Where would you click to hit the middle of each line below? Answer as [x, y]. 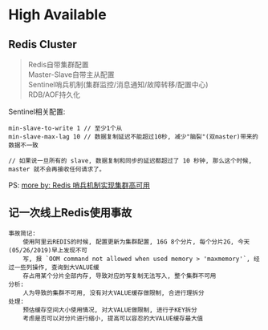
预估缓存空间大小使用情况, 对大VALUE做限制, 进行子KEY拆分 [110, 310]
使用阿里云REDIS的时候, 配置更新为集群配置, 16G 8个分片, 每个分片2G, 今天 [136, 242]
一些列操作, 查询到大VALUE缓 [57, 267]
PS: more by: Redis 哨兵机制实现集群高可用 [79, 185]
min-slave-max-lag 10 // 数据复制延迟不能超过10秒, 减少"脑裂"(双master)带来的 [133, 137]
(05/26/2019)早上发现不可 [48, 250]
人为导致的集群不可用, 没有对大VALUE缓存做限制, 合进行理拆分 [114, 293]
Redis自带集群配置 [59, 64]
